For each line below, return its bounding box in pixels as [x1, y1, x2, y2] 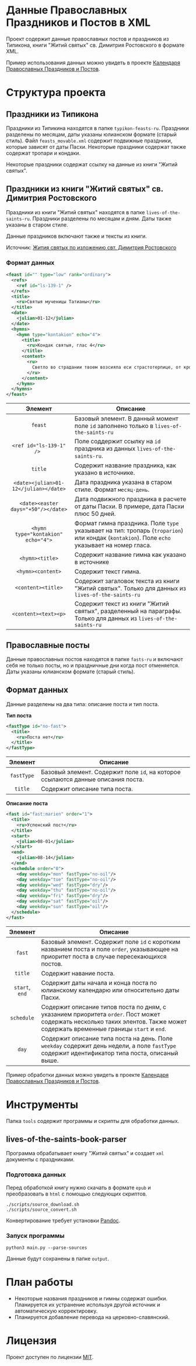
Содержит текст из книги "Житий [74, 600, 169, 608]
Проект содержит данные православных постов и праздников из [6, 35, 169, 42]
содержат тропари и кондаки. [6, 149, 80, 156]
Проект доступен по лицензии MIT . [6, 1353, 94, 1360]
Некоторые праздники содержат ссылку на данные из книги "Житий [6, 160, 178, 167]
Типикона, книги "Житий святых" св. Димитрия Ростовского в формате [6, 42, 185, 49]
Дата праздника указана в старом [74, 478, 172, 487]
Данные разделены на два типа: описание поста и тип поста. [6, 700, 159, 707]
